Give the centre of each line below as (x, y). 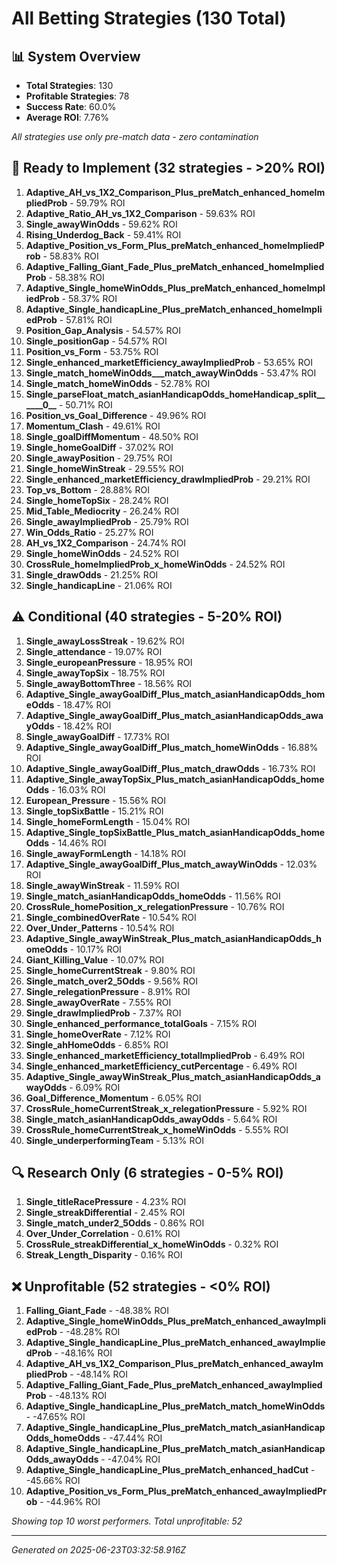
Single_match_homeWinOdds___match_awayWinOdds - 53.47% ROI (171, 373)
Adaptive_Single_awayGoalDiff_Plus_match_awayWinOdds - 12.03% (171, 864)
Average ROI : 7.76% (67, 117)
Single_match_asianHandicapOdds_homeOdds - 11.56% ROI (153, 896)
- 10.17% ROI (95, 949)
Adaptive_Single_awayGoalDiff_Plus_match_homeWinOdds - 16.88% (172, 747)
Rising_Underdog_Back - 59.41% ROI (103, 234)
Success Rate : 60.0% (71, 106)
